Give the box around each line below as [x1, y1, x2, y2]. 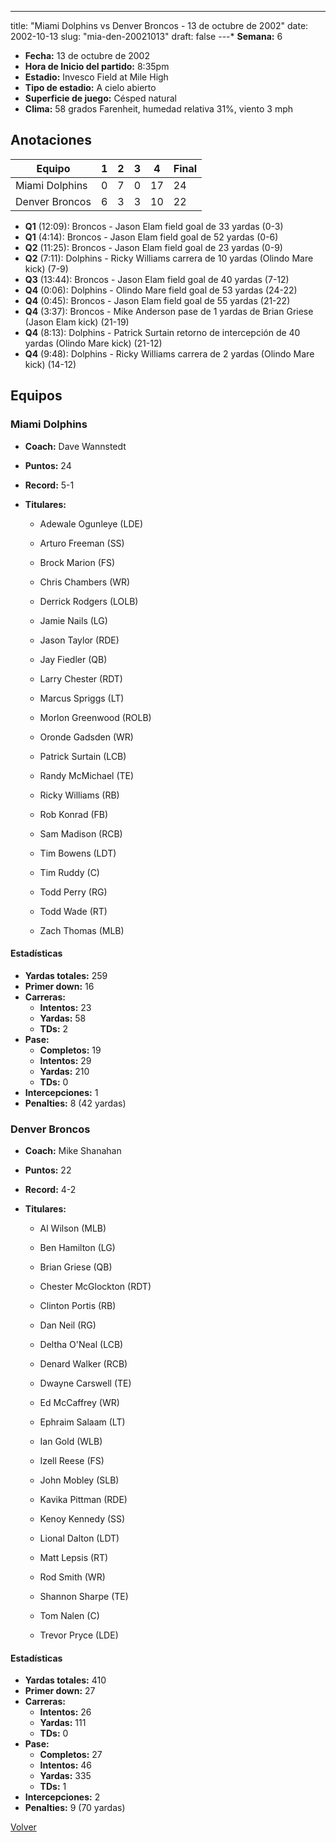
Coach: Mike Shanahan [24, 1145, 122, 1156]
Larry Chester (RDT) [39, 672, 123, 685]
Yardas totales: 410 [24, 1674, 107, 1686]
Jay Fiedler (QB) [39, 653, 108, 665]
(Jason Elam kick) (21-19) [24, 316, 130, 328]
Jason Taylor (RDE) [39, 634, 120, 646]
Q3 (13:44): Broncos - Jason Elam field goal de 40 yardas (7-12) [24, 273, 290, 285]
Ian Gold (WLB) [39, 1436, 103, 1447]
